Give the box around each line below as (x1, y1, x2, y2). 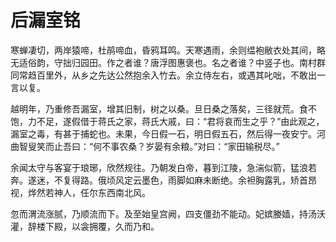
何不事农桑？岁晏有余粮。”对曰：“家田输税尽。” (93, 140, 280, 152)
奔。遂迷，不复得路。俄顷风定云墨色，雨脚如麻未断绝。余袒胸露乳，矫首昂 (10, 174, 317, 186)
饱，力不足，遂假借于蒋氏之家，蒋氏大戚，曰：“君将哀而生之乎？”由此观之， (10, 115, 325, 127)
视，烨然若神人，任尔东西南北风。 (10, 186, 151, 198)
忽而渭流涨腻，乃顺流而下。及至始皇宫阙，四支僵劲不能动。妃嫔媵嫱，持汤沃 (10, 207, 326, 220)
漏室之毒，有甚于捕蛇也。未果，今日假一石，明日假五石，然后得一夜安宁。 (10, 127, 317, 140)
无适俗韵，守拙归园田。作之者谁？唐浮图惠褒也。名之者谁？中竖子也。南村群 (10, 56, 326, 68)
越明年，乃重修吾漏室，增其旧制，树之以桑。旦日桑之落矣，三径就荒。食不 (10, 102, 317, 115)
